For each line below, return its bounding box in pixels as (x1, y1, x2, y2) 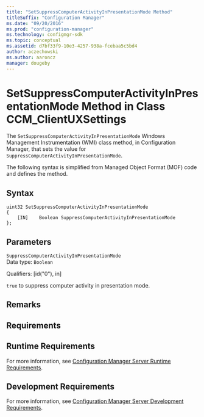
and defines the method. (6, 170, 68, 178)
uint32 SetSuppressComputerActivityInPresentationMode (6, 204, 149, 211)
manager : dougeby (6, 60, 51, 66)
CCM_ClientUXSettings (6, 112, 127, 126)
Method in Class (81, 99, 166, 113)
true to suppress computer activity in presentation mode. (6, 282, 150, 289)
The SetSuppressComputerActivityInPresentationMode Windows (6, 132, 166, 140)
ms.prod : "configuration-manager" (6, 26, 94, 32)
